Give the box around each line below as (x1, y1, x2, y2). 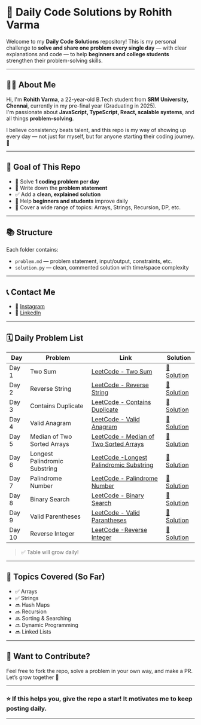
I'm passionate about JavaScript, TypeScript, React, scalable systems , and (6, 108, 194, 115)
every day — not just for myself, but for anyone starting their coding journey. (6, 133, 195, 140)
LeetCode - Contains (91, 398, 151, 406)
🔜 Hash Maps (14, 601, 50, 608)
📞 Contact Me (6, 287, 56, 297)
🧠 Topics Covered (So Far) (6, 572, 105, 582)
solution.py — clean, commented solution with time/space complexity (14, 264, 190, 271)
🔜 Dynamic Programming (14, 621, 79, 628)
